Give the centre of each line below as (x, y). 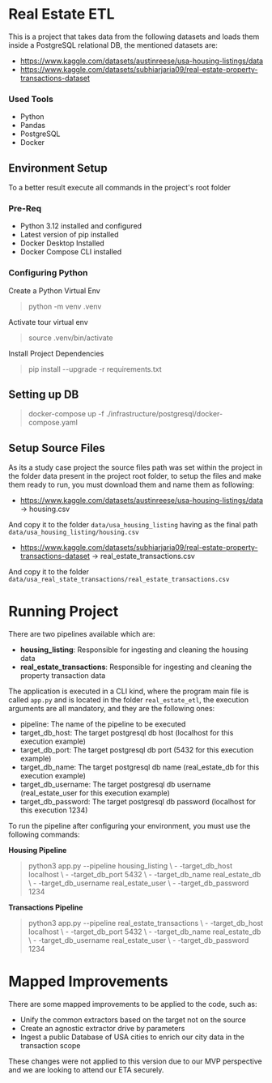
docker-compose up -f (66, 414)
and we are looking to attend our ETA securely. (86, 1070)
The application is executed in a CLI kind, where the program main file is (129, 691)
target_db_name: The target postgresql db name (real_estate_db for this (140, 767)
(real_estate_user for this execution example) (95, 793)
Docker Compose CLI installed (71, 252)
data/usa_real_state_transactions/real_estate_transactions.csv (119, 580)
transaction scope (50, 1046)
